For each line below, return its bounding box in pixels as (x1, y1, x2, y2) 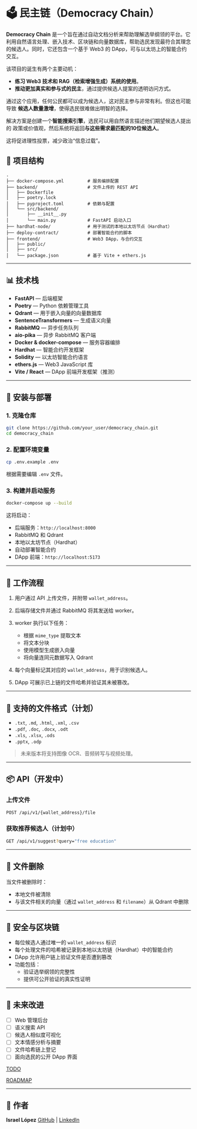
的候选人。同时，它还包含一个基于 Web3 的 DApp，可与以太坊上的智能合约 (6, 45, 187, 52)
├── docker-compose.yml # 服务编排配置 (6, 178, 119, 184)
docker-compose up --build (6, 501, 72, 506)
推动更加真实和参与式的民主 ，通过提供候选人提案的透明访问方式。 (14, 84, 174, 92)
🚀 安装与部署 (6, 392, 52, 402)
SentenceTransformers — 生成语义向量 (14, 316, 111, 324)
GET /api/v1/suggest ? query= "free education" (6, 838, 117, 844)
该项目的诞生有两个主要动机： (6, 65, 78, 72)
